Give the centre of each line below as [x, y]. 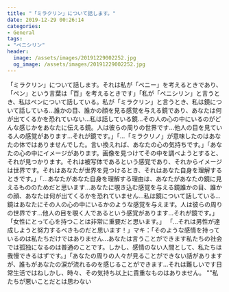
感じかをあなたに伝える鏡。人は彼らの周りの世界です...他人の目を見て [118, 127]
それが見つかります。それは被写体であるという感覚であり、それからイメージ [115, 161]
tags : [15, 39]
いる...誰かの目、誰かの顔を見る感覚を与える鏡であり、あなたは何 [129, 110]
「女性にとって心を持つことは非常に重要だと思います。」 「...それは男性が [111, 221]
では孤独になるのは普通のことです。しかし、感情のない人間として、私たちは [115, 247]
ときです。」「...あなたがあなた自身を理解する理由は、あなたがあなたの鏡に [111, 178]
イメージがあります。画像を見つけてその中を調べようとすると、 [132, 153]
